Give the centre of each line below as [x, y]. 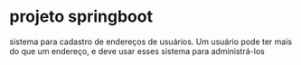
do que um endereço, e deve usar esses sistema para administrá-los [137, 51]
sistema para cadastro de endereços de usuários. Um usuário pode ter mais [150, 42]
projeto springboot [81, 17]
